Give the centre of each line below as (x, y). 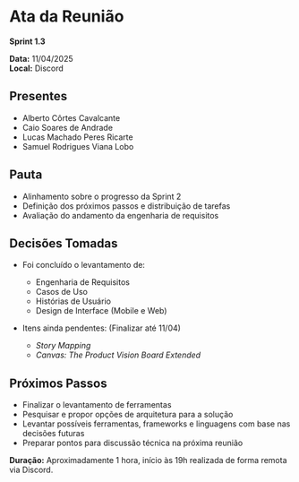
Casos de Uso (61, 292)
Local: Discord (37, 68)
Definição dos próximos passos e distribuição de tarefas (126, 206)
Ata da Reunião (67, 17)
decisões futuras (53, 434)
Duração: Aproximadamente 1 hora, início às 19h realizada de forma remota (149, 460)
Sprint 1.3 (28, 41)
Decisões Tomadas (64, 243)
